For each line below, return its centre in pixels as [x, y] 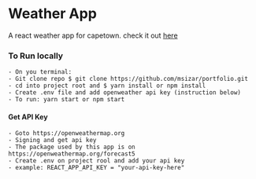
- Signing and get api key [52, 141]
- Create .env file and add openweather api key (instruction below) [125, 93]
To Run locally [36, 56]
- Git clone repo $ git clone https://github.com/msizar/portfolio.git [128, 79]
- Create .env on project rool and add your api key [96, 161]
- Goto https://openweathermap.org [67, 133]
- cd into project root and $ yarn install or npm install [107, 86]
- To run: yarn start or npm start [67, 100]
